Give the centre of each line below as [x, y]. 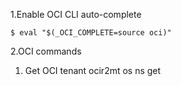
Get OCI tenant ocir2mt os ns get [93, 70]
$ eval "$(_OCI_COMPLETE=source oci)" [91, 33]
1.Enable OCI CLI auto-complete [76, 14]
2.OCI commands [46, 51]
